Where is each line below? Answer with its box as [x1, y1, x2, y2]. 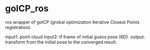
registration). [5, 24, 32, 30]
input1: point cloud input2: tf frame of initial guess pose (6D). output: [5, 34, 145, 40]
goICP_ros [5, 3, 49, 14]
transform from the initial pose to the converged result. [5, 39, 117, 45]
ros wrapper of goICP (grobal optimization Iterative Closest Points [5, 19, 140, 25]
